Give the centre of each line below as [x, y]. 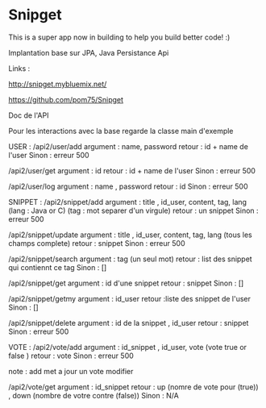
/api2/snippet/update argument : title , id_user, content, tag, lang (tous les [130, 235]
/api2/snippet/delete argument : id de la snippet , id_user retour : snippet [129, 323]
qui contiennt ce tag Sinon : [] [58, 267]
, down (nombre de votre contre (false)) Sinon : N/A [94, 395]
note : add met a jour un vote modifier [71, 371]
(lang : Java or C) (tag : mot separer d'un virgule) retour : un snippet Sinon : [134, 210]
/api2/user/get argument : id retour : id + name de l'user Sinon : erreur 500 [132, 170]
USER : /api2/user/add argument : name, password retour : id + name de [128, 146]
